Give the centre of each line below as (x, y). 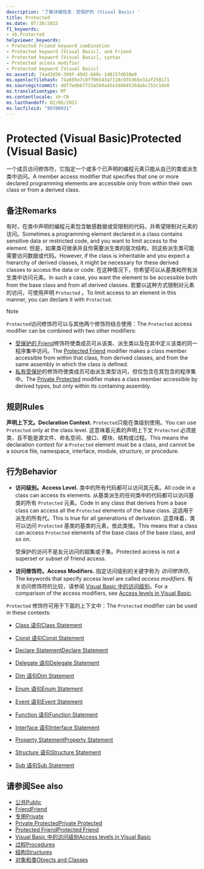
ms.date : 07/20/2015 (32, 23)
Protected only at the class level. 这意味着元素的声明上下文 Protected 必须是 (101, 430)
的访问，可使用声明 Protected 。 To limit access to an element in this (91, 293)
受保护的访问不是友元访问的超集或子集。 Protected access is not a (97, 552)
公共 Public (28, 802)
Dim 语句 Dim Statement (45, 676)
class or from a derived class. (43, 190)
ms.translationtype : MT (36, 91)
